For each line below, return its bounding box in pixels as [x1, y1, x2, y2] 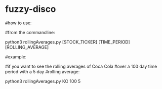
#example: [5, 53, 27, 60]
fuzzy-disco [5, 3, 56, 15]
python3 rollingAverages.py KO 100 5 [5, 78, 81, 84]
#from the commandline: [5, 29, 55, 35]
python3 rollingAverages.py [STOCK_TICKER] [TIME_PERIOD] [5, 39, 130, 45]
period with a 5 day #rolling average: [5, 68, 80, 75]
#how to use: [5, 20, 32, 26]
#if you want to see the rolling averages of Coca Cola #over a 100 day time [5, 63, 157, 69]
